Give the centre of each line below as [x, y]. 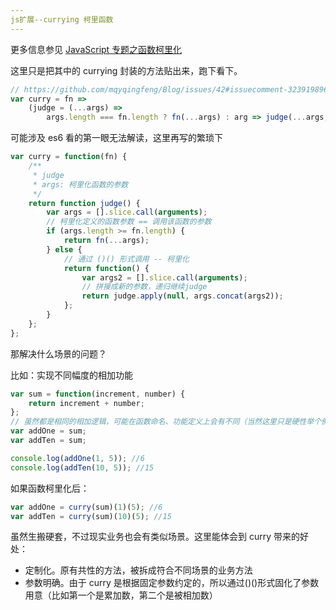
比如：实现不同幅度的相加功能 [71, 375]
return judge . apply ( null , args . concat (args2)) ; [182, 296]
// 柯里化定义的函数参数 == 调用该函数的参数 [129, 222]
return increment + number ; [86, 403]
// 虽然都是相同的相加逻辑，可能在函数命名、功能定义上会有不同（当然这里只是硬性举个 [166, 422]
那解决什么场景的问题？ [58, 353]
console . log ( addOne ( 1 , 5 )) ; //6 [77, 458]
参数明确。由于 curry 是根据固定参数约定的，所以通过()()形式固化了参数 [172, 583]
